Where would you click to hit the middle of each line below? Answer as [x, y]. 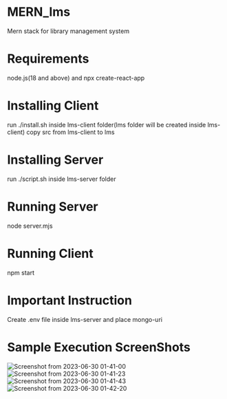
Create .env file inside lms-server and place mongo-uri [85, 319]
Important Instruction [70, 300]
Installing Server [55, 160]
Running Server [53, 206]
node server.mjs [30, 226]
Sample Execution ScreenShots [99, 347]
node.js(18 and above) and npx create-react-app [76, 78]
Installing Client [53, 106]
